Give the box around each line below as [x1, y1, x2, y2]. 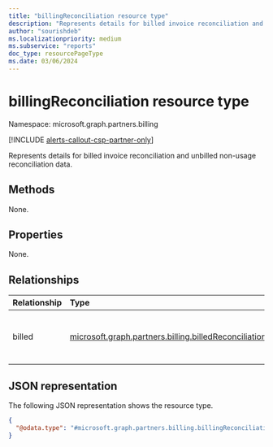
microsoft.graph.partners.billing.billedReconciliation [69, 331, 266, 342]
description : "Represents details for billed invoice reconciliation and [8, 20, 264, 28]
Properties [8, 228, 63, 242]
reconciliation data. [8, 159, 73, 169]
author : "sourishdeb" [8, 27, 82, 35]
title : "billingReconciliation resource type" [8, 11, 169, 20]
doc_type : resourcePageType [8, 50, 104, 58]
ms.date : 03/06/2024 [8, 58, 79, 66]
